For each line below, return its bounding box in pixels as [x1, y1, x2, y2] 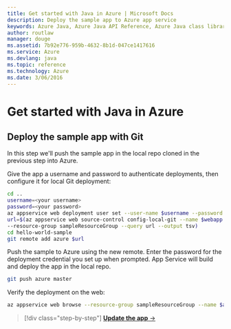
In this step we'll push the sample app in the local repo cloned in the [7, 149, 200, 158]
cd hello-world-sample [7, 229, 72, 236]
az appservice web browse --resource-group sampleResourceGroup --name [7, 301, 217, 308]
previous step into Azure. [7, 156, 78, 165]
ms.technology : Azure [7, 67, 69, 74]
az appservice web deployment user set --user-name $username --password [7, 210, 223, 217]
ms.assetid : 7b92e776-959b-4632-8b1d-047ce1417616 [7, 42, 155, 49]
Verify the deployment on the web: [7, 288, 105, 297]
